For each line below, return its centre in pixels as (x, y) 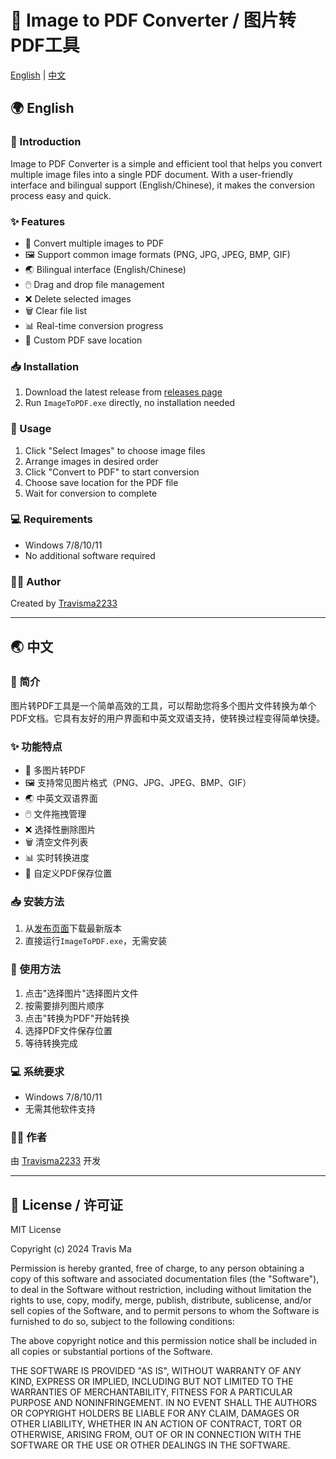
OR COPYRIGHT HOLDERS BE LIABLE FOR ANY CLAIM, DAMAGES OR (155, 1413)
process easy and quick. (61, 195)
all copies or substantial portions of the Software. (111, 1352)
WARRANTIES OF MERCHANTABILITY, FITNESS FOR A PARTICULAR (151, 1392)
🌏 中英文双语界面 (61, 798)
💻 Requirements (51, 519)
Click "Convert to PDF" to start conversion (112, 472)
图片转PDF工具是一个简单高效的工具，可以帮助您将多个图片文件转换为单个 (163, 705)
